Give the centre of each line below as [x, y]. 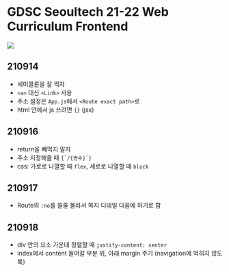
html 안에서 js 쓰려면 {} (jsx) [55, 110]
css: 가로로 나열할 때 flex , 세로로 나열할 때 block [83, 166]
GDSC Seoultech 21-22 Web [88, 12]
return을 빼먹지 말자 [44, 149]
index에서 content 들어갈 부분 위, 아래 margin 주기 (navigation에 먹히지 [113, 254]
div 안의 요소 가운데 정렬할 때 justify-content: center [92, 245]
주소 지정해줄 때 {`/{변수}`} [54, 158]
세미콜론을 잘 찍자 [41, 84]
